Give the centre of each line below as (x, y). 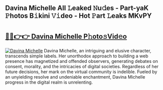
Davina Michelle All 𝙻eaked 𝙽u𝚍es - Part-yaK (77, 8)
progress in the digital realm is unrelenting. (49, 82)
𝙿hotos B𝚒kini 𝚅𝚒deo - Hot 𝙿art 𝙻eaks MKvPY (79, 16)
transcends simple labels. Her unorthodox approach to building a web (77, 56)
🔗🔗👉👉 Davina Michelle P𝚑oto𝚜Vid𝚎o (66, 36)
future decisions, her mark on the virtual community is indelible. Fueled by (81, 72)
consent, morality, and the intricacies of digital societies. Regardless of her (82, 67)
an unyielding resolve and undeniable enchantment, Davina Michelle (75, 77)
